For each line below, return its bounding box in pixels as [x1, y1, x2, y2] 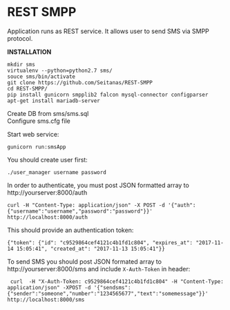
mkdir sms [7, 61, 36, 68]
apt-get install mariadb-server [7, 97, 100, 104]
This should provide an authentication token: [7, 226, 134, 234]
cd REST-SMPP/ [7, 85, 48, 92]
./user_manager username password [7, 168, 107, 176]
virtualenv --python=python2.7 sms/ [7, 67, 113, 74]
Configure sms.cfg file [7, 117, 70, 125]
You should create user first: [7, 155, 88, 164]
